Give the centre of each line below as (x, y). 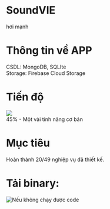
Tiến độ (25, 97)
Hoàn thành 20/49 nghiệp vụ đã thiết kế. (55, 159)
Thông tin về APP (49, 50)
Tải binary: (33, 183)
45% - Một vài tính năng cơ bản (45, 119)
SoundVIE (31, 10)
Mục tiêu (28, 143)
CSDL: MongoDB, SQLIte (36, 67)
